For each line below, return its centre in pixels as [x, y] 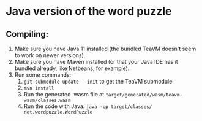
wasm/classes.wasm [47, 100]
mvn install [39, 88]
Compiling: [27, 34]
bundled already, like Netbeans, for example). [72, 68]
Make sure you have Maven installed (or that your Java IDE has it [96, 62]
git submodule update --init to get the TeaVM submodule [98, 81]
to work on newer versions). [50, 55]
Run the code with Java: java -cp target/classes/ [88, 106]
